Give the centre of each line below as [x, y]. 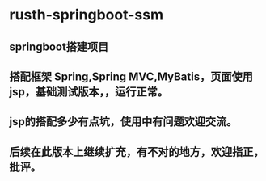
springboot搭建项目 [59, 46]
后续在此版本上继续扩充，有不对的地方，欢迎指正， [137, 152]
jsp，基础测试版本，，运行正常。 [89, 92]
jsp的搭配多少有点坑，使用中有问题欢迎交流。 [123, 122]
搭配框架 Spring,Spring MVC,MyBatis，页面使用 [131, 76]
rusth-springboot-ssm [87, 15]
